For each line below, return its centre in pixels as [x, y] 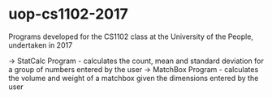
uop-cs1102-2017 [68, 14]
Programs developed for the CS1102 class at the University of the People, [131, 36]
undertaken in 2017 [41, 45]
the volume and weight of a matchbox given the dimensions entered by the [134, 78]
